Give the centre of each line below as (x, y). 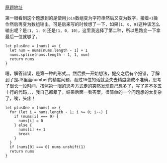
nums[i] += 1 (32, 130)
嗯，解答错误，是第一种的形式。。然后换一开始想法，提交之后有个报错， (78, 73)
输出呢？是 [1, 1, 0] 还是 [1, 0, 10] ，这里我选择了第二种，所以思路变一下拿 (83, 30)
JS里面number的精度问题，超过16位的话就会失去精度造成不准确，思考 (90, 80)
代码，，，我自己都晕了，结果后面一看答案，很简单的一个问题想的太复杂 (90, 92)
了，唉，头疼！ (20, 98)
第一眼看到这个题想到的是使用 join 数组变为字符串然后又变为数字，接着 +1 (79, 18)
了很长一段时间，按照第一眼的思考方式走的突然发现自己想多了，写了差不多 (81, 86)
